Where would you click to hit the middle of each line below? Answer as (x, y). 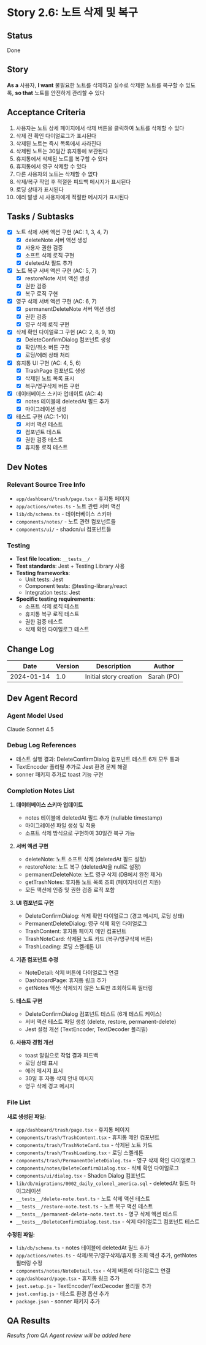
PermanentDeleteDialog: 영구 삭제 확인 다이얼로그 (86, 924)
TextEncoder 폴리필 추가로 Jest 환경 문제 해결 (71, 767)
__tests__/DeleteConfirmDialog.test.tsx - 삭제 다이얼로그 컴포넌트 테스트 (108, 1221)
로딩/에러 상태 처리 (47, 355)
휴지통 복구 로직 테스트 (52, 614)
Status (20, 35)
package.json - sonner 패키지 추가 (58, 1301)
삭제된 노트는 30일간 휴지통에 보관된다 (62, 151)
